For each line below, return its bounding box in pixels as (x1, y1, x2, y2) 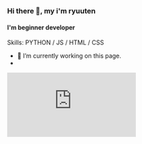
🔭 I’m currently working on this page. (16, 51, 121, 60)
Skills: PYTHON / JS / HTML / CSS (7, 38, 104, 47)
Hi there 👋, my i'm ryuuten (7, 6, 96, 16)
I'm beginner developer (7, 23, 75, 32)
